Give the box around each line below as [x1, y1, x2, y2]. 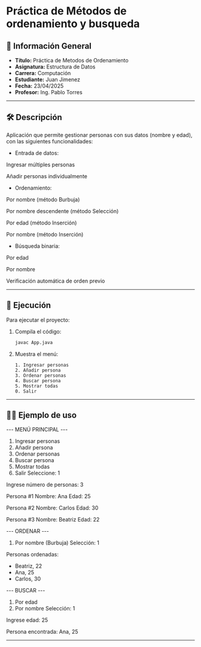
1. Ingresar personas [14, 362, 69, 368]
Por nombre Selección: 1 [14, 605, 75, 612]
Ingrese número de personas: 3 [6, 481, 84, 489]
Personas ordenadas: [6, 551, 59, 558]
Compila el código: [14, 328, 62, 335]
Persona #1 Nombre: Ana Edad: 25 [6, 493, 91, 500]
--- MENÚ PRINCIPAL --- [6, 426, 68, 433]
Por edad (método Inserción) [6, 219, 77, 226]
